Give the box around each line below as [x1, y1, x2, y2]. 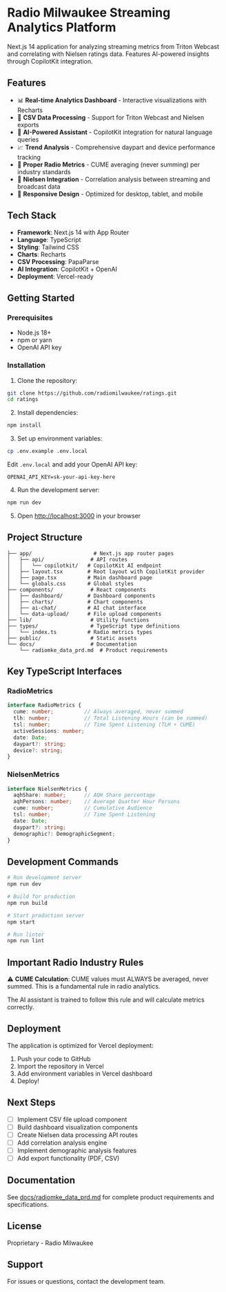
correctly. [7, 1003, 34, 1011]
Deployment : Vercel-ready [17, 272, 94, 281]
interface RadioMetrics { [7, 702, 81, 709]
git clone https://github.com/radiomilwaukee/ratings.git [7, 389, 177, 397]
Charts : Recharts [17, 250, 67, 259]
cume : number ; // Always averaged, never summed [13, 709, 184, 715]
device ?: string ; [13, 747, 63, 754]
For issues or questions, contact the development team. [7, 1277, 165, 1285]
